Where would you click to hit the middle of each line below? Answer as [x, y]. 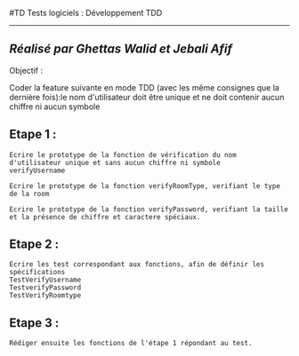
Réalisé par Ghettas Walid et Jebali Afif [121, 49]
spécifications [37, 273]
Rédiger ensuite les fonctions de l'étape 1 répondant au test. [131, 344]
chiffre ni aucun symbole [55, 107]
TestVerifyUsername [45, 280]
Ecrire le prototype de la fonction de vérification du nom [123, 154]
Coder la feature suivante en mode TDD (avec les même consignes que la [145, 87]
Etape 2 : [34, 245]
